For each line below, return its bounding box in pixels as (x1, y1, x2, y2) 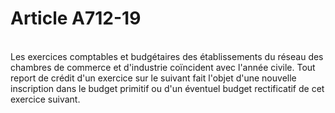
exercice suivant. (10, 93, 81, 105)
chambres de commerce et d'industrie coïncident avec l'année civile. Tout (10, 61, 316, 73)
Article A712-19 (10, 7, 142, 30)
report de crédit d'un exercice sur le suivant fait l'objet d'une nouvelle (10, 72, 297, 84)
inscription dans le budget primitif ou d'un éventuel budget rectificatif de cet (10, 82, 325, 94)
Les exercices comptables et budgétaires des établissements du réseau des (10, 50, 324, 62)
